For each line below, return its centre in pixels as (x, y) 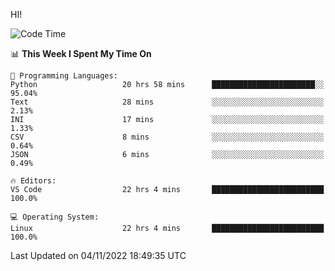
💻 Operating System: (55, 217)
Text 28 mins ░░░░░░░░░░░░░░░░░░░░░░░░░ (167, 102)
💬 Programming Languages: (64, 76)
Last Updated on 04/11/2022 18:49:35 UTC (98, 255)
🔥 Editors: (33, 181)
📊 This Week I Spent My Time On (81, 53)
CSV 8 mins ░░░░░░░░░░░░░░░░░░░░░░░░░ (167, 137)
